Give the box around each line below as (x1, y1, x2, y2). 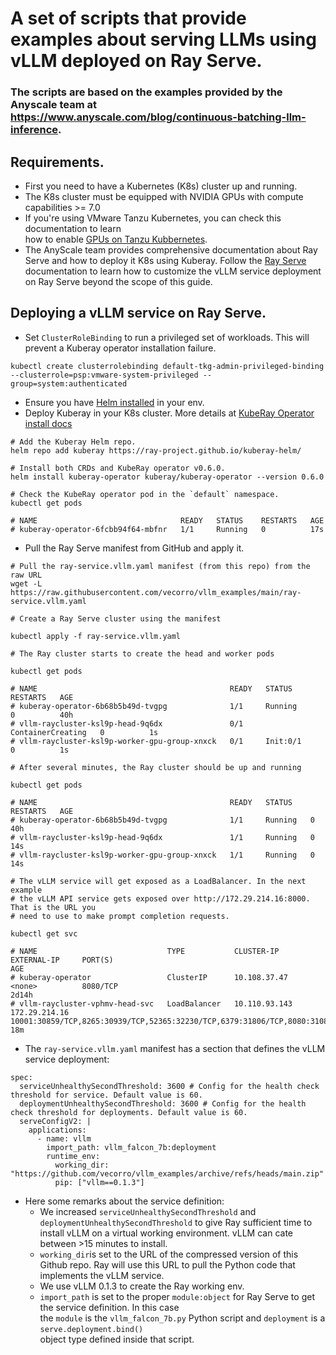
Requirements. (10, 153, 105, 171)
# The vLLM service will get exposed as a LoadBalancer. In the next (10, 876, 307, 886)
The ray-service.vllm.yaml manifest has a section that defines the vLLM (24, 1042, 326, 1054)
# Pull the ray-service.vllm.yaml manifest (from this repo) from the (10, 561, 311, 571)
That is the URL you (10, 902, 97, 912)
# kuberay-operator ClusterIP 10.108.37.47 (10, 972, 288, 982)
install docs (24, 417, 73, 429)
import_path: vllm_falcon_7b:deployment (46, 1142, 217, 1152)
